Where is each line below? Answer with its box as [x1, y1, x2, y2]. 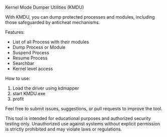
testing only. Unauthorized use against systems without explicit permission [5, 121, 160, 126]
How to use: [5, 76, 30, 81]
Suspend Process [12, 50, 49, 55]
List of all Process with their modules [12, 39, 90, 45]
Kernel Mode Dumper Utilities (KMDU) [5, 5, 84, 10]
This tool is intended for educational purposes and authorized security [5, 115, 151, 121]
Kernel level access [12, 65, 53, 72]
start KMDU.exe [12, 91, 46, 96]
